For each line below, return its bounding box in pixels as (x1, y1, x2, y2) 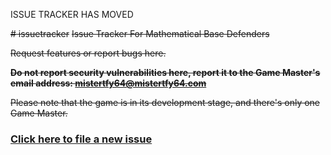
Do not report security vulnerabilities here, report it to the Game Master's (10, 67, 321, 78)
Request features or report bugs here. (10, 47, 167, 59)
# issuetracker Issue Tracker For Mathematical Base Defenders (10, 28, 270, 39)
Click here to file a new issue (10, 132, 153, 146)
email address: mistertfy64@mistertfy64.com (10, 77, 207, 89)
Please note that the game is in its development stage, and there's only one (10, 97, 321, 108)
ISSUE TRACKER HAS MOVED (10, 9, 134, 20)
